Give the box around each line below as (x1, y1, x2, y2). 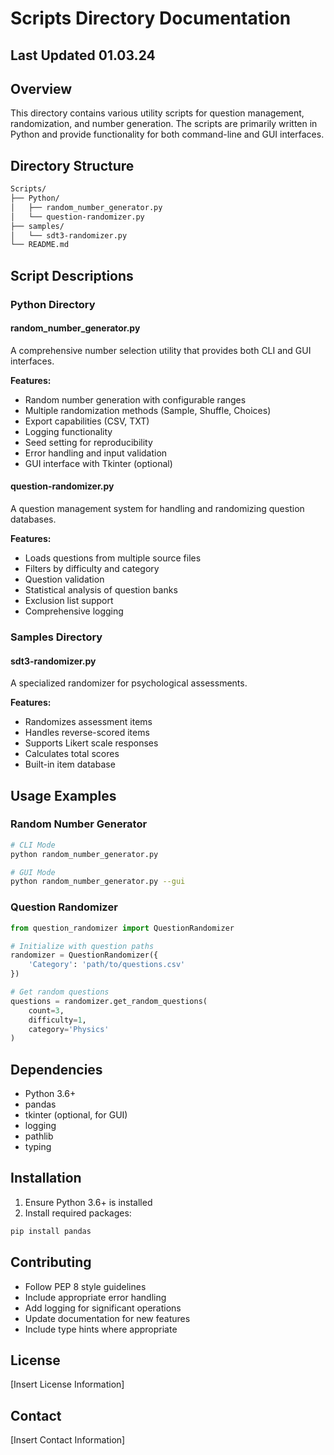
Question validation (24, 573, 105, 586)
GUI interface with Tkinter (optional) (24, 457, 173, 469)
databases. (10, 513, 57, 526)
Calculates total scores (24, 748, 120, 760)
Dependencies (10, 1061, 103, 1078)
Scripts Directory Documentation (10, 7, 292, 30)
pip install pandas (10, 1226, 92, 1236)
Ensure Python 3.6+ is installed (24, 1196, 153, 1208)
